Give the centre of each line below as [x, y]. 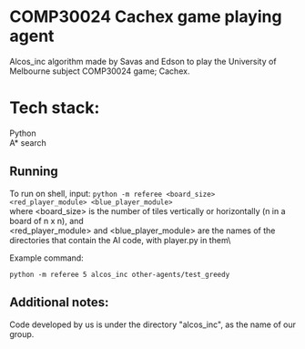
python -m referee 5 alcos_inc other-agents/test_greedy [120, 274]
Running [34, 172]
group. [22, 334]
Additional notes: [59, 303]
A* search [28, 142]
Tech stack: [55, 108]
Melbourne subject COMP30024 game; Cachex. [100, 71]
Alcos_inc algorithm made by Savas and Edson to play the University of [143, 61]
